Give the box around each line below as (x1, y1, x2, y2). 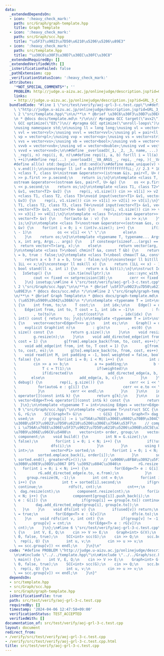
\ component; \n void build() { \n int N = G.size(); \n (14, 435, 147, 439)
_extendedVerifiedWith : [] (9, 62, 64, 66)
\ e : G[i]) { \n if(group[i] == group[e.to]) (14, 498, 141, 503)
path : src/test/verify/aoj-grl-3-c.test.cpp (9, 598, 102, 603)
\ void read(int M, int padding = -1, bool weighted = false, (14, 352, 150, 357)
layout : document (5, 625, 41, 630)
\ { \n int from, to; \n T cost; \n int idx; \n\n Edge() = (14, 303, 156, 307)
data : (5, 7, 16, 12)
